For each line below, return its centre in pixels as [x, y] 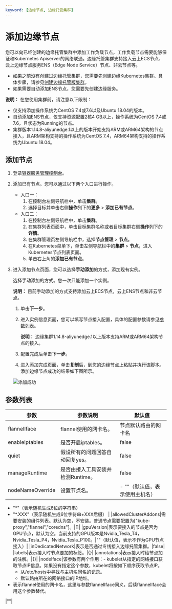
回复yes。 [78, 460]
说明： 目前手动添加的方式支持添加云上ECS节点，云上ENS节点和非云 [85, 291]
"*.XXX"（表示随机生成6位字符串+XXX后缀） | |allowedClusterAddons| [87, 514]
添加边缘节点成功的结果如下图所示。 [59, 371]
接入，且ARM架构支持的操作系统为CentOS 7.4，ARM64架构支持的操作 [87, 136]
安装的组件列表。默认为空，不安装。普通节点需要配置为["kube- [84, 521]
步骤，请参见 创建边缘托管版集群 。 [53, 82]
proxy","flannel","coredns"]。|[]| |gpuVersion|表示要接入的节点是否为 [85, 527]
